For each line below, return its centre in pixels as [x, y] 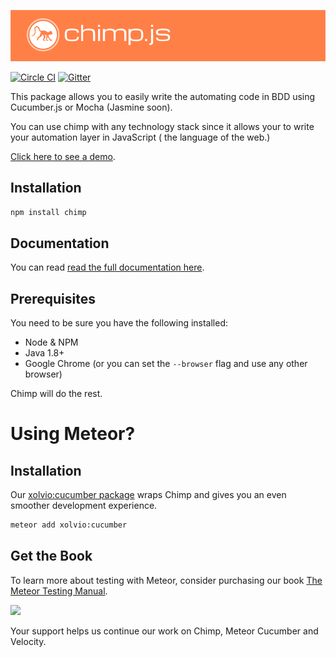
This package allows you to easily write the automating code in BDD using [163, 96]
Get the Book [51, 556]
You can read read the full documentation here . [107, 267]
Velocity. [28, 641]
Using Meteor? [73, 434]
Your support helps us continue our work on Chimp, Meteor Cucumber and [164, 631]
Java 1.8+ [44, 353]
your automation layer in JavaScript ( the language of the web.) [140, 137]
